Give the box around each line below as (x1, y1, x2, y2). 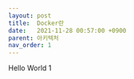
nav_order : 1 (8, 41, 52, 49)
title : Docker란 (8, 19, 65, 27)
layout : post (8, 11, 52, 20)
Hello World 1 (8, 63, 52, 73)
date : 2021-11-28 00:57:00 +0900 (8, 26, 127, 34)
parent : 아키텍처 (8, 34, 60, 42)
